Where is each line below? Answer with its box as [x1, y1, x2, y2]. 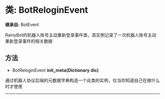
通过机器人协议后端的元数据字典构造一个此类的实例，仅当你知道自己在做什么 [5, 77, 160, 83]
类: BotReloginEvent [5, 4, 88, 16]
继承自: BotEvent [5, 22, 39, 27]
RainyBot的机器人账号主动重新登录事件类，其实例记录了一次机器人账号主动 [5, 32, 157, 38]
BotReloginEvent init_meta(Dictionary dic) [12, 67, 99, 73]
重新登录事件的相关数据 [5, 38, 53, 44]
